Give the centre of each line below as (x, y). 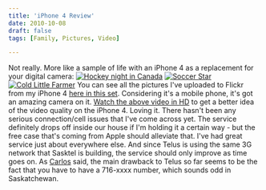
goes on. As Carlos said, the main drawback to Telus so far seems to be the (133, 162)
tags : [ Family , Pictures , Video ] (64, 38)
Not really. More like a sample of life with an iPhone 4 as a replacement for (131, 68)
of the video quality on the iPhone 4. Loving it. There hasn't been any (122, 111)
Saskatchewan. (34, 179)
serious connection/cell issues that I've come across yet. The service (123, 119)
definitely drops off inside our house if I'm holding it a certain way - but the (132, 127)
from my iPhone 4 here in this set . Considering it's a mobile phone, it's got (131, 94)
